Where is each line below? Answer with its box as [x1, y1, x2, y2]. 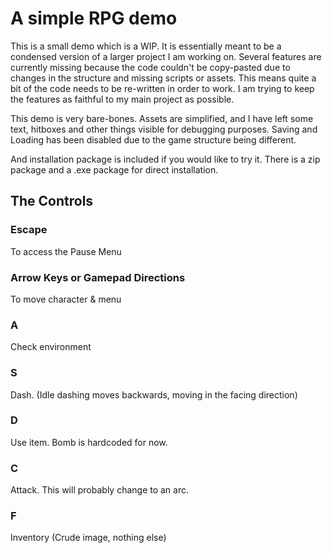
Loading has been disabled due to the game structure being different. [10, 133, 297, 146]
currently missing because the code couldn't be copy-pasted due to [10, 61, 291, 73]
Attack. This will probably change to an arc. [10, 484, 190, 496]
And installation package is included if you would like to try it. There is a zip [10, 153, 321, 165]
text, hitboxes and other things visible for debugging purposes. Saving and [10, 123, 318, 135]
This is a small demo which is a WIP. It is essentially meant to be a [10, 40, 282, 52]
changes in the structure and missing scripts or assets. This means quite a [10, 72, 317, 84]
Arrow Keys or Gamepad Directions [10, 270, 186, 284]
